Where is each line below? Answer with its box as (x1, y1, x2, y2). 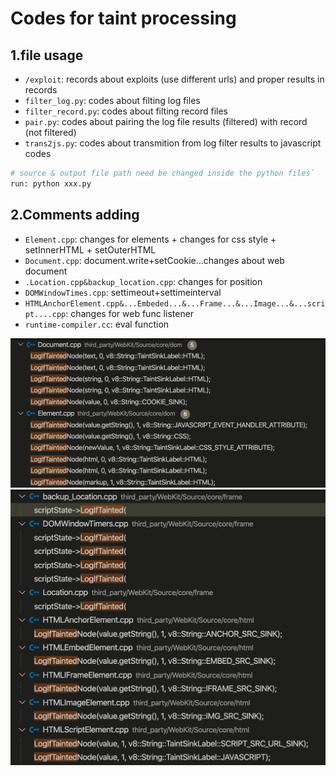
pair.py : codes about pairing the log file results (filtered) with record (24, 116, 308, 127)
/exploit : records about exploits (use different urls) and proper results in (24, 73, 325, 85)
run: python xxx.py (10, 178, 92, 189)
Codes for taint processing (10, 7, 237, 30)
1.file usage (10, 47, 84, 64)
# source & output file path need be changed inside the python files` (10, 168, 315, 178)
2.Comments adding (10, 207, 140, 224)
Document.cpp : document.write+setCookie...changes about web (24, 254, 285, 266)
